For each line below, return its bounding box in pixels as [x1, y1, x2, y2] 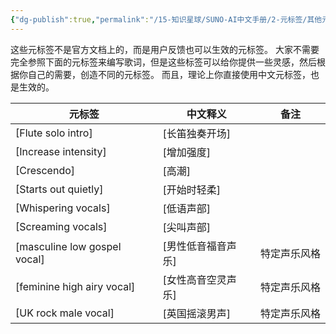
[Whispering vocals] [15, 201, 111, 215]
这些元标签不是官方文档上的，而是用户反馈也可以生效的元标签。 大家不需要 [10, 43, 320, 55]
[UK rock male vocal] [15, 306, 115, 320]
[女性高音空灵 [162, 272, 227, 286]
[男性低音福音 [162, 239, 227, 253]
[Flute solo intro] [15, 126, 93, 140]
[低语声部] [162, 201, 212, 215]
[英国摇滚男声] [162, 306, 232, 320]
